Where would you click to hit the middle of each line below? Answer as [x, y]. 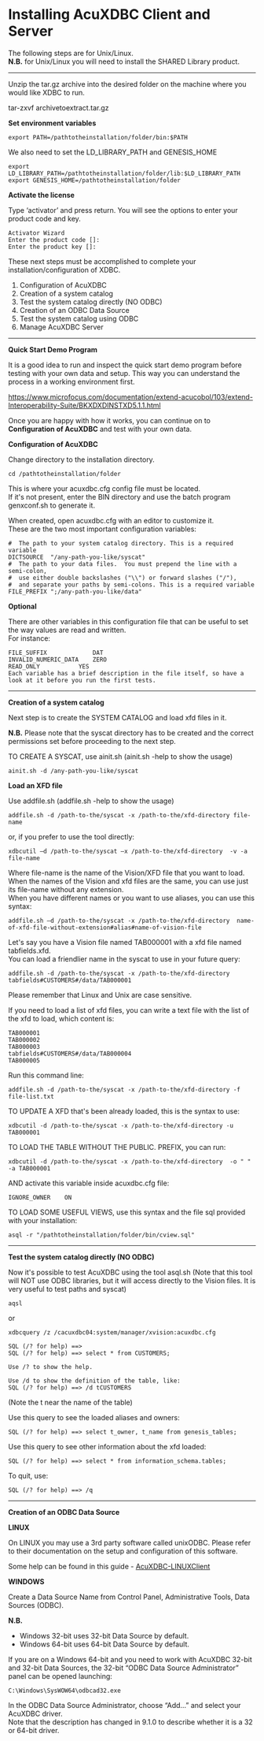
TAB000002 [24, 1040]
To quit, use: [28, 1475]
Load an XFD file [35, 785]
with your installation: [42, 1220]
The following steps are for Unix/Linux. [71, 53]
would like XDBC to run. [46, 92]
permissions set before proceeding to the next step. [92, 741]
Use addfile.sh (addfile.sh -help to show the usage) [91, 801]
